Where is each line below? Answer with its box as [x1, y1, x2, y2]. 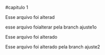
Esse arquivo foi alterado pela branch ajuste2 [5, 44, 100, 50]
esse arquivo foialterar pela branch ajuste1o [5, 24, 97, 30]
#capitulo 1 [5, 5, 29, 10]
